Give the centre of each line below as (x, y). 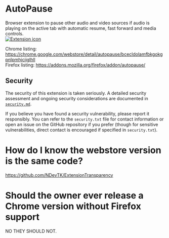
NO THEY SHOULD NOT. (31, 231)
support (22, 217)
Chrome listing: (21, 49)
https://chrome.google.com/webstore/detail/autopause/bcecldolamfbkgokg (84, 54)
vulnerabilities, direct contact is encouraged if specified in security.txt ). (81, 130)
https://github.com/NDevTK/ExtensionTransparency (59, 175)
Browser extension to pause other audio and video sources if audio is (78, 23)
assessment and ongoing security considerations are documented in (77, 98)
